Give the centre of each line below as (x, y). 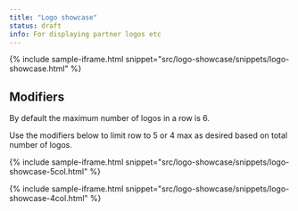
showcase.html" (39, 69)
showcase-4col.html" (49, 199)
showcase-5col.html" (49, 172)
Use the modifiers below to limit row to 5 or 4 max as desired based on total (149, 135)
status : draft (36, 26)
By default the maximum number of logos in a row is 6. (110, 118)
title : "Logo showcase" (54, 17)
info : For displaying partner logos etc (86, 34)
